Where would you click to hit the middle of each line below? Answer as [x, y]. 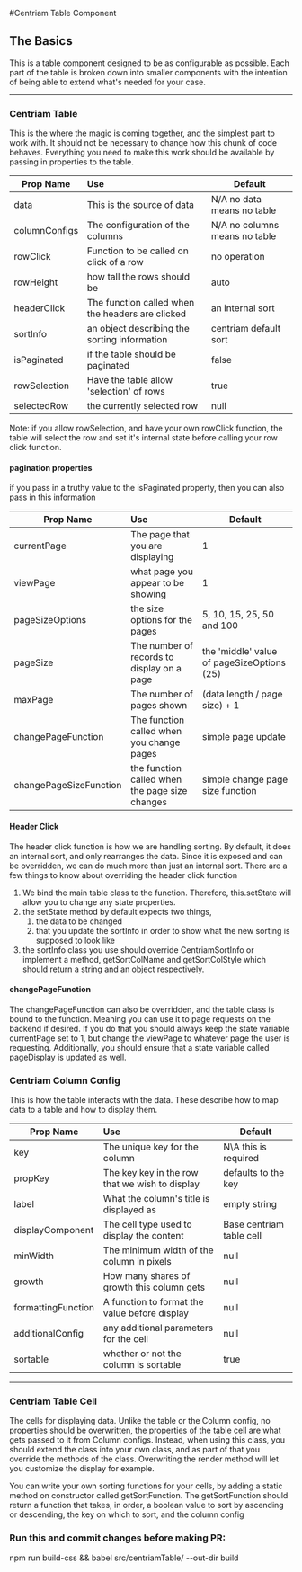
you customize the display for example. [82, 1469]
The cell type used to [147, 1224]
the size [147, 608]
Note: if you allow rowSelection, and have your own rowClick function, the [146, 428]
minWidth [34, 1256]
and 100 [220, 626]
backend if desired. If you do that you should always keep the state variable [149, 1028]
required [241, 1159]
